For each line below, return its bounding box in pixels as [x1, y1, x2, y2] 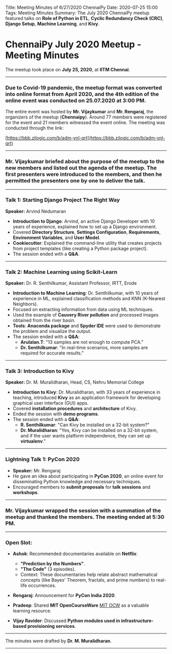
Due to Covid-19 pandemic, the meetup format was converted [5, 84, 162, 91]
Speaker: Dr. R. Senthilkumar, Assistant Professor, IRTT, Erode [5, 280, 137, 286]
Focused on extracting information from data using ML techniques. [12, 306, 154, 312]
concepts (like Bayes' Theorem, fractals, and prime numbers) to [20, 577, 155, 583]
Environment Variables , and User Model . [12, 234, 101, 241]
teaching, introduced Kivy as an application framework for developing [12, 394, 161, 401]
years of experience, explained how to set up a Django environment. [12, 223, 157, 230]
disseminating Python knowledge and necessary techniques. [12, 478, 142, 484]
